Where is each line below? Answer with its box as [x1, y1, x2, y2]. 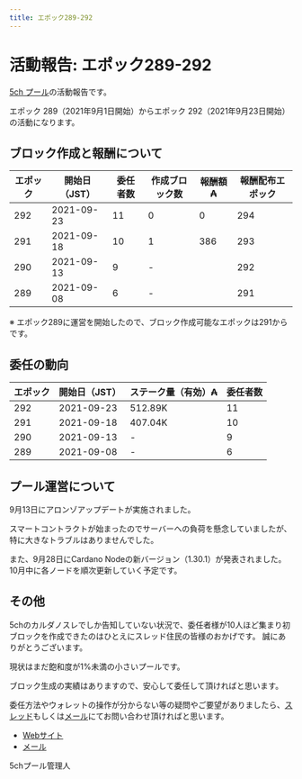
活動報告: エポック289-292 [9, 55, 212, 75]
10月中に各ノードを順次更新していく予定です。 [9, 565, 182, 575]
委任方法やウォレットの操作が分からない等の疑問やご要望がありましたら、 [9, 699, 285, 710]
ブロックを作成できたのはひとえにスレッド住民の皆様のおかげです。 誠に [9, 630, 279, 641]
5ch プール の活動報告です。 [9, 86, 112, 97]
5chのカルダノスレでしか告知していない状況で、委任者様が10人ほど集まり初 [9, 619, 290, 630]
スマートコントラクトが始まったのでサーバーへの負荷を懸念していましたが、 [9, 523, 292, 534]
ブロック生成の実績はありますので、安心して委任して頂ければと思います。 [9, 680, 284, 691]
